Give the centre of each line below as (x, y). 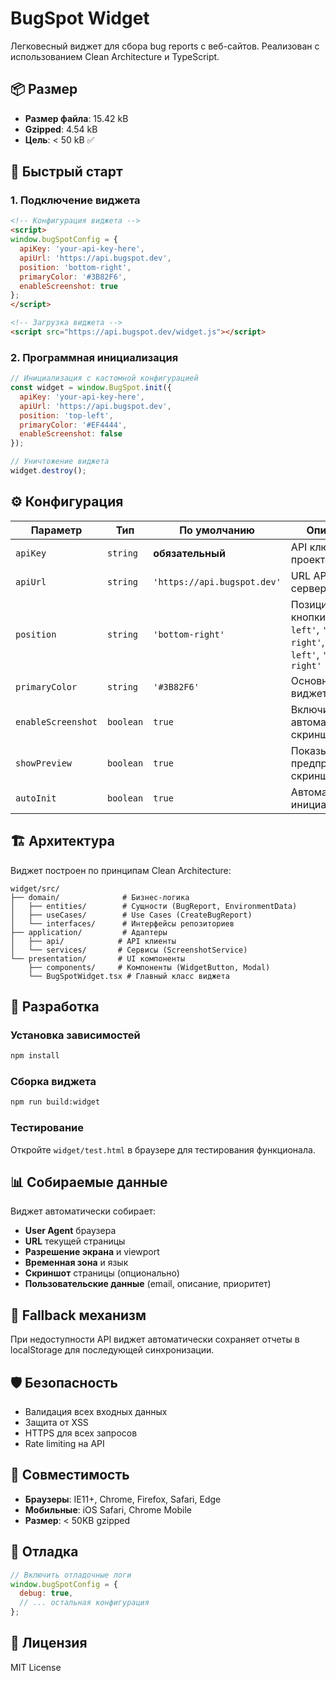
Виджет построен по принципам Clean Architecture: (121, 870)
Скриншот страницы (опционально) (102, 1273)
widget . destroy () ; (48, 471)
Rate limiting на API (64, 1444)
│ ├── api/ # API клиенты (93, 941)
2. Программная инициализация (94, 357)
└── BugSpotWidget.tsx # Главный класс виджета (129, 976)
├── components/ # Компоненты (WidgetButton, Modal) (149, 967)
